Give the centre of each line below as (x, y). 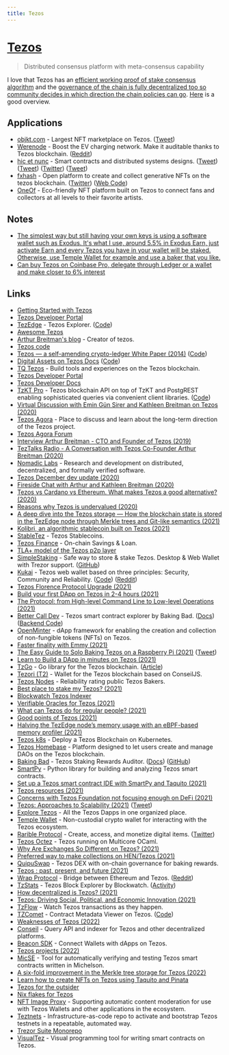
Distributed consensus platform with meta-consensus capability (114, 66)
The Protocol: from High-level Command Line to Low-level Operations (115, 601)
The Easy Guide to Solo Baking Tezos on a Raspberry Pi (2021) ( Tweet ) (117, 652)
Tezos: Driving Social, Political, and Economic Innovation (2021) (106, 899)
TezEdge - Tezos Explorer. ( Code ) (65, 325)
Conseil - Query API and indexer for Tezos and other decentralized (111, 929)
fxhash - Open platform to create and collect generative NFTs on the (113, 176)
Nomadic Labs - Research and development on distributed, (100, 463)
